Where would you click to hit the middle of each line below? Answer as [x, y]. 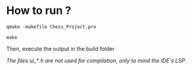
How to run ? [39, 11]
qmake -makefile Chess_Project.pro [51, 27]
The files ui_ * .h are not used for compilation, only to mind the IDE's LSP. [97, 60]
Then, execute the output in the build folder [60, 49]
